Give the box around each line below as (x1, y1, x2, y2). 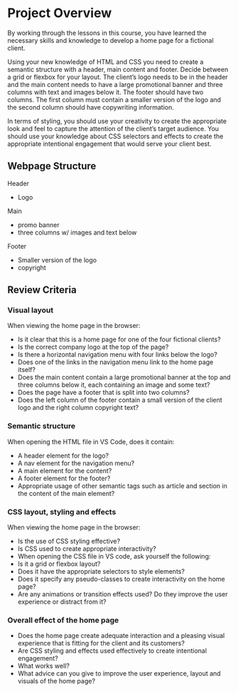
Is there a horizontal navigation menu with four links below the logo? (17, 351, 218, 359)
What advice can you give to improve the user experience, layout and (17, 669, 222, 678)
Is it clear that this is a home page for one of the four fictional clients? (17, 335, 222, 344)
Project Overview (7, 5, 112, 21)
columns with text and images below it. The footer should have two (7, 88, 204, 96)
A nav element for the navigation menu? (17, 458, 135, 468)
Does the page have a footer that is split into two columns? (17, 388, 190, 397)
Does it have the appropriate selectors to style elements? (17, 567, 185, 576)
